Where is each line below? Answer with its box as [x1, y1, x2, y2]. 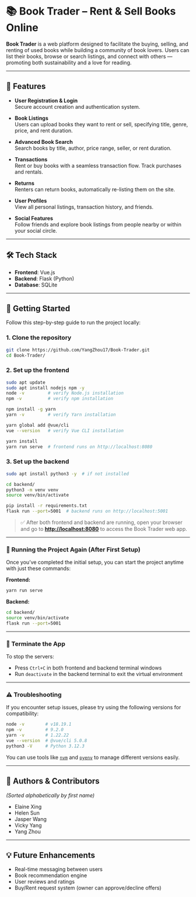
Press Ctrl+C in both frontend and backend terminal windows [14, 664, 162, 671]
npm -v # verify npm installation [6, 396, 114, 402]
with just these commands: [6, 565, 71, 572]
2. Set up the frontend [6, 366, 69, 374]
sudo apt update [6, 379, 45, 385]
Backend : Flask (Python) [14, 275, 75, 282]
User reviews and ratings [14, 878, 75, 885]
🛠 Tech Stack [6, 250, 57, 260]
